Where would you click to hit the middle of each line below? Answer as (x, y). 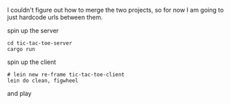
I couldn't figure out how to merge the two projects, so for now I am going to (115, 10)
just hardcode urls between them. (55, 17)
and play (20, 93)
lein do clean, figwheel (43, 81)
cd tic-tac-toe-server (40, 43)
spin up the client (32, 62)
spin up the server (33, 31)
